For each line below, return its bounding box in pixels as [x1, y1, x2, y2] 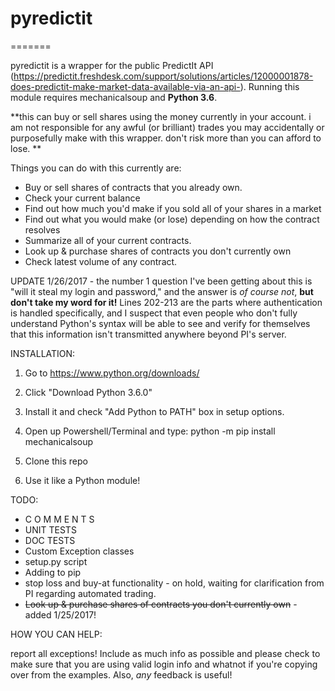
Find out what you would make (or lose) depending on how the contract [24, 213, 320, 225]
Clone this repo [24, 455, 88, 467]
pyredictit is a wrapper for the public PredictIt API [10, 59, 214, 71]
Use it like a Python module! [24, 474, 141, 486]
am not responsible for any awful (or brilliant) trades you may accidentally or [10, 121, 325, 133]
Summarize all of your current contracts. [24, 234, 192, 246]
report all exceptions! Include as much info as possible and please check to [10, 647, 321, 659]
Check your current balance [24, 192, 141, 204]
